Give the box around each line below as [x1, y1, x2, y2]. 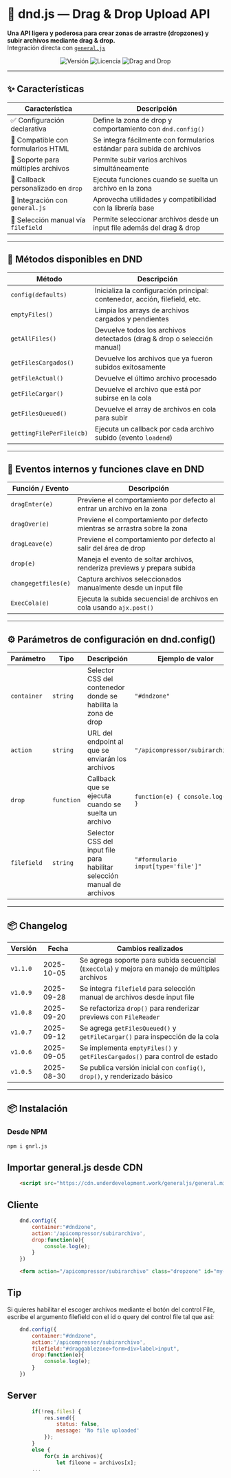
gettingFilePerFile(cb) [10, 429, 89, 437]
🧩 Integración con [10, 195, 68, 205]
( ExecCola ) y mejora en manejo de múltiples [79, 964, 220, 973]
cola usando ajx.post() [77, 603, 154, 612]
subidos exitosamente [95, 362, 166, 372]
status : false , [56, 1421, 100, 1428]
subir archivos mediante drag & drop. [7, 36, 115, 44]
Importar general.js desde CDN [7, 1161, 143, 1173]
